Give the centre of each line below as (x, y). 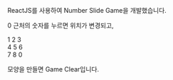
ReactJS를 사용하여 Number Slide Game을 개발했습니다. (87, 10)
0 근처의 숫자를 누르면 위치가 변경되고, (61, 25)
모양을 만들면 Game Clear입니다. (53, 69)
